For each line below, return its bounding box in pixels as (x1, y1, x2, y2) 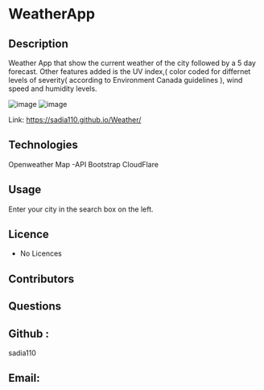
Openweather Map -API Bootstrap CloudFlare (8, 159, 159, 169)
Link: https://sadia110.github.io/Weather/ (8, 115, 142, 125)
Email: (8, 372, 40, 385)
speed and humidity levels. (8, 84, 98, 93)
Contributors (8, 272, 75, 285)
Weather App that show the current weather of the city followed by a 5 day (8, 58, 256, 68)
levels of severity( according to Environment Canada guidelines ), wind (8, 76, 243, 84)
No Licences (19, 248, 62, 258)
